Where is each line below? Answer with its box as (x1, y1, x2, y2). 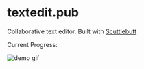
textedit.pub (7, 5, 79, 20)
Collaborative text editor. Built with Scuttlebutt (7, 27, 137, 36)
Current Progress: (7, 40, 58, 49)
